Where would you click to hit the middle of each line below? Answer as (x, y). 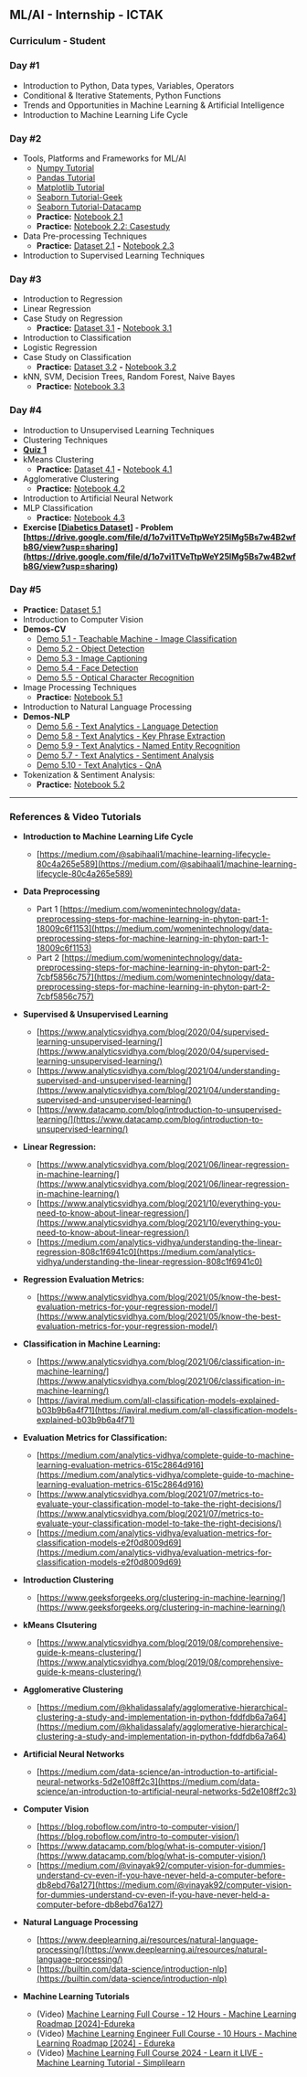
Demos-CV (44, 629)
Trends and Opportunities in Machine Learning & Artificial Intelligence (153, 105)
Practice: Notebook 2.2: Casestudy (103, 226)
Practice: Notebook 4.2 (81, 488)
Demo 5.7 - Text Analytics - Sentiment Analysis (125, 755)
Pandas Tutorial (66, 177)
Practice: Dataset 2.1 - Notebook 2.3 (106, 245)
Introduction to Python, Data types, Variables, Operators (128, 85)
